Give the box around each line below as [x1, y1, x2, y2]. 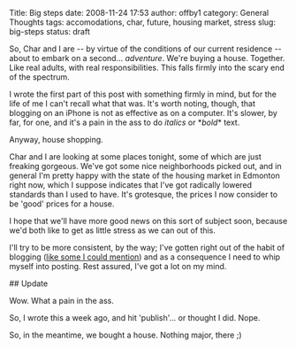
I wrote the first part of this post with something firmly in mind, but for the [9, 89, 277, 99]
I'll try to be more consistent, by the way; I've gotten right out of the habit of [9, 243, 285, 252]
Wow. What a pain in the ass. [9, 296, 115, 306]
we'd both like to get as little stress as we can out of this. [9, 225, 216, 236]
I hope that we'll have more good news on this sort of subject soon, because [9, 216, 288, 226]
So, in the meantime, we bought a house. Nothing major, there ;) [9, 330, 242, 340]
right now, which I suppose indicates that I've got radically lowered [9, 180, 253, 190]
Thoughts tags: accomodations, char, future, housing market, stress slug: [9, 17, 277, 27]
